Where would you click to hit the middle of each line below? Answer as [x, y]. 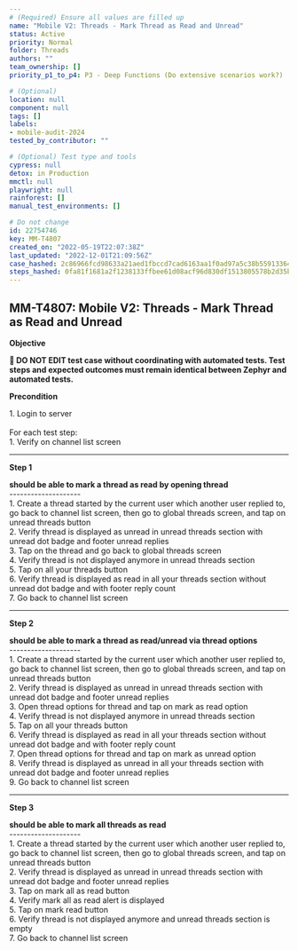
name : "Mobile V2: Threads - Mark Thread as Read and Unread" [126, 26]
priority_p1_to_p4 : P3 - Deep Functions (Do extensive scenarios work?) [146, 75]
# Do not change [39, 223]
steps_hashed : [35, 272]
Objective [27, 343]
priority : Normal [41, 42]
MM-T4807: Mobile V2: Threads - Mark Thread [141, 308]
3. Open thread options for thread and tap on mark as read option [129, 706]
